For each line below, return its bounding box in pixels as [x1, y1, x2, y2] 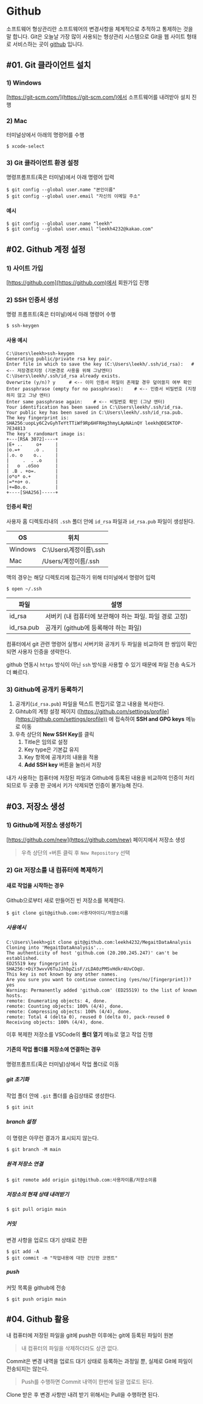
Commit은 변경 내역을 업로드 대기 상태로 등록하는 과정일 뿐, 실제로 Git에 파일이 [6, 1357, 193, 1364]
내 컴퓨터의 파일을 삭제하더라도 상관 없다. [21, 1344, 119, 1352]
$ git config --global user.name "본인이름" [6, 187, 116, 193]
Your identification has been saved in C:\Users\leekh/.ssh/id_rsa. [6, 404, 184, 410]
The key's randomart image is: [6, 431, 86, 437]
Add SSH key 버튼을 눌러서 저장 [24, 761, 101, 768]
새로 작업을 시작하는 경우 [6, 882, 64, 889]
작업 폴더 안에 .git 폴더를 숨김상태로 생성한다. [6, 1092, 117, 1099]
